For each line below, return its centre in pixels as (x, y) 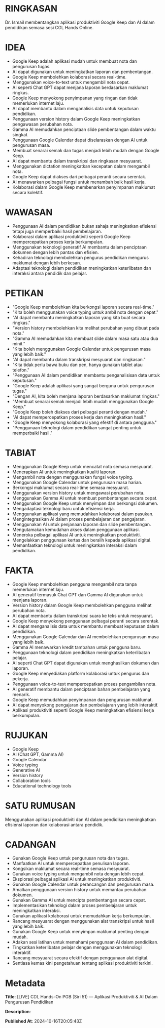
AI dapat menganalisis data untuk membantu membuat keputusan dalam (85, 626)
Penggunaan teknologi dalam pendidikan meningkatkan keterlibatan (81, 652)
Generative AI (26, 770)
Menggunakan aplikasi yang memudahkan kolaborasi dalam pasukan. (83, 514)
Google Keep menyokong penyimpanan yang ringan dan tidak (75, 98)
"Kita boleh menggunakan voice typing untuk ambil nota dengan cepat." (85, 312)
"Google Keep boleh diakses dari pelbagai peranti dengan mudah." (80, 412)
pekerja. (20, 678)
